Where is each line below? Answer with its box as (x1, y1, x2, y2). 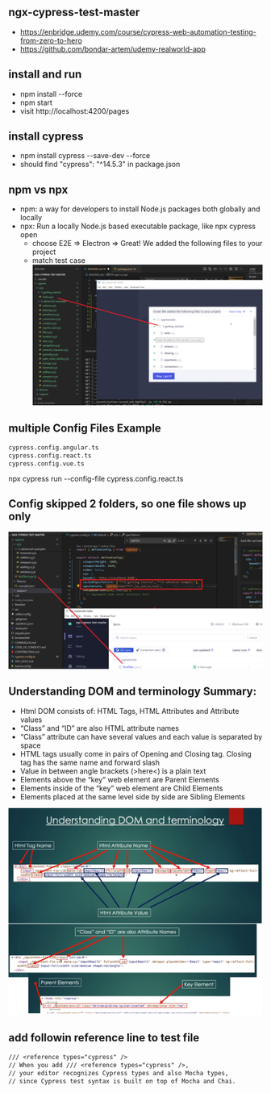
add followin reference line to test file (8, 1031, 200, 1045)
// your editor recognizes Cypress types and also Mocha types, (8, 1070, 229, 1078)
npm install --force (19, 89, 83, 98)
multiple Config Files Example (8, 421, 161, 435)
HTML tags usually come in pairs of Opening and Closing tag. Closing (19, 749, 252, 758)
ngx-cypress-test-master (8, 6, 140, 19)
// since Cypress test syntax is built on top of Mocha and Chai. (8, 1078, 236, 1086)
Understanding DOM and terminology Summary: (8, 685, 257, 699)
